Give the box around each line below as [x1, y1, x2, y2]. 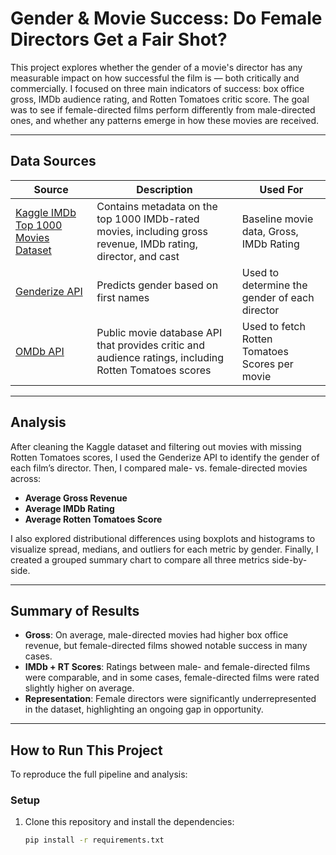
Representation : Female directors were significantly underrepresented [24, 693, 317, 705]
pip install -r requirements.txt [24, 835, 165, 846]
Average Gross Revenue [24, 492, 128, 504]
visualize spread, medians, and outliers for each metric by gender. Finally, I [10, 543, 319, 555]
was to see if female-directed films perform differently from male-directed [10, 103, 316, 116]
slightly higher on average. [24, 682, 135, 694]
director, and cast [96, 249, 180, 263]
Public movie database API [96, 325, 223, 339]
